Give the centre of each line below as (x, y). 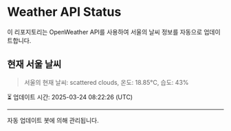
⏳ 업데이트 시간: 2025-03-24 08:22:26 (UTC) (70, 97)
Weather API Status (64, 12)
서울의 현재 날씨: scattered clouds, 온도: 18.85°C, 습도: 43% (106, 82)
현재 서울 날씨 (34, 64)
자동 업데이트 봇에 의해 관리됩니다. (53, 120)
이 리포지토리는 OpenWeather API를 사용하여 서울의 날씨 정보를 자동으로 (105, 32)
